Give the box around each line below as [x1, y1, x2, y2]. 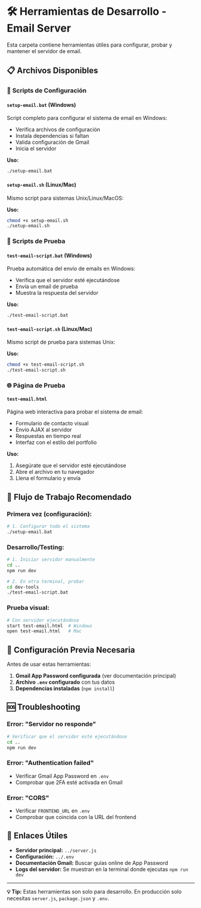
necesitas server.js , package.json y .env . [7, 894, 109, 901]
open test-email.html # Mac [7, 628, 82, 634]
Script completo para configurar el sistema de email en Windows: [7, 115, 168, 122]
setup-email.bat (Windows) [7, 101, 76, 108]
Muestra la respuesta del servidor [15, 289, 99, 297]
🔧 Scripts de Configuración [7, 87, 87, 95]
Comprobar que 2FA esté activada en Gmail [15, 779, 123, 786]
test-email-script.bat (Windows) [7, 252, 92, 259]
